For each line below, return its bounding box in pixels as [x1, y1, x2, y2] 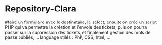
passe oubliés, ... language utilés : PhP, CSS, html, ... [5, 34, 111, 40]
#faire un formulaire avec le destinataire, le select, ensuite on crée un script [5, 19, 157, 25]
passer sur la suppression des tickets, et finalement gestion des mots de [5, 29, 151, 35]
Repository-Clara [5, 3, 77, 14]
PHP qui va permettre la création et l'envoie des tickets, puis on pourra [5, 24, 147, 30]
